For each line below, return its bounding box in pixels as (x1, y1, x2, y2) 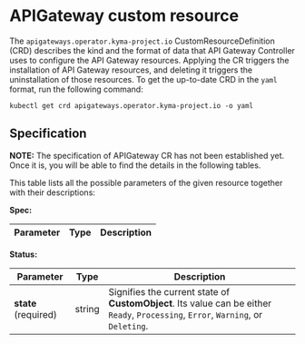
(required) (14, 308, 57, 320)
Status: (9, 249, 38, 260)
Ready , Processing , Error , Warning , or (108, 308, 263, 320)
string (74, 302, 100, 315)
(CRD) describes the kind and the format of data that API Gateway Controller (9, 44, 295, 55)
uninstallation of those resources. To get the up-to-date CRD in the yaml (9, 74, 278, 84)
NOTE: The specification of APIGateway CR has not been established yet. (9, 150, 285, 161)
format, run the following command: (9, 84, 143, 94)
